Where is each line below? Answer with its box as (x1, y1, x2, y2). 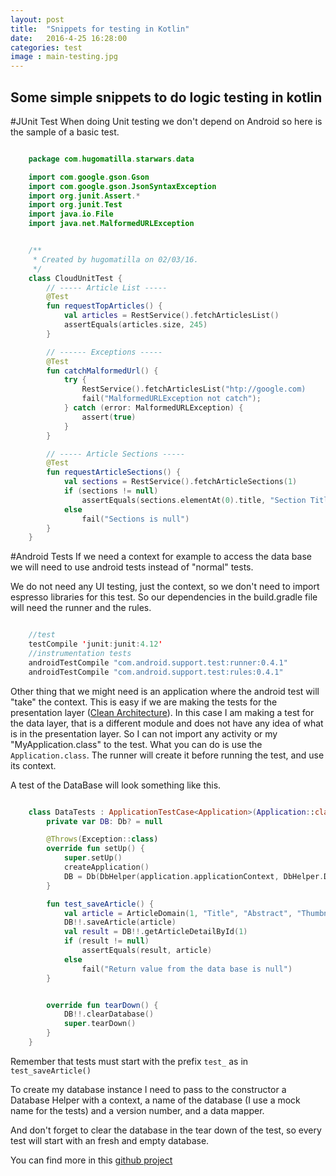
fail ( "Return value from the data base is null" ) (81, 964, 293, 974)
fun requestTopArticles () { (46, 301, 163, 311)
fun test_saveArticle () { (46, 899, 155, 909)
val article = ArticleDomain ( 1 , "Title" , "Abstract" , (63, 908, 293, 918)
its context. (10, 759, 57, 771)
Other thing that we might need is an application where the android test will (10, 685, 320, 697)
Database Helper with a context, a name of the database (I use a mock (10, 1094, 301, 1106)
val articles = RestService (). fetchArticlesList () (63, 311, 280, 321)
